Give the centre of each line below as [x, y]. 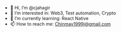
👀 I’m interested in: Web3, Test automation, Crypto [63, 13]
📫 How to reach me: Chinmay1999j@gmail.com [60, 24]
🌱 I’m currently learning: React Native [49, 18]
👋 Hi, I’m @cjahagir [30, 8]
